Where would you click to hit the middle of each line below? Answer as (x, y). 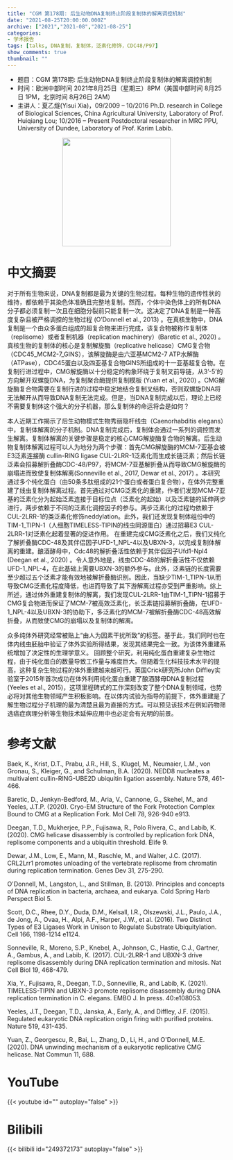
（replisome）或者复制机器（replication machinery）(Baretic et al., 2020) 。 (116, 337)
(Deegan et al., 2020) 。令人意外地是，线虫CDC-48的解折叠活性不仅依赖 (111, 560)
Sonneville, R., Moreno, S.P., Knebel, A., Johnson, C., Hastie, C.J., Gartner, (113, 948)
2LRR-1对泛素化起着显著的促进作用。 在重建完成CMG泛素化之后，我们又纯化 (116, 533)
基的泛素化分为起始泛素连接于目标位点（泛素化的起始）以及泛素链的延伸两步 (116, 499)
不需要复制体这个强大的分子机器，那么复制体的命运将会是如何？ (98, 406)
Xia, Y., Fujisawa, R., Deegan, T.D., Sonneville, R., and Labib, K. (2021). (107, 983)
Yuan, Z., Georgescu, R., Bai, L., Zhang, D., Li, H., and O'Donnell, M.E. (106, 1039)
